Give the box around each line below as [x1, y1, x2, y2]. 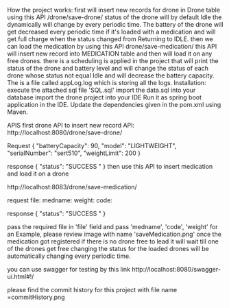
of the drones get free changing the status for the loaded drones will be [7, 245, 209, 252]
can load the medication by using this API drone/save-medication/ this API [7, 43, 217, 50]
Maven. [7, 108, 29, 116]
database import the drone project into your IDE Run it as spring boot [7, 93, 202, 102]
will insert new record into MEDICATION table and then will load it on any [7, 49, 213, 58]
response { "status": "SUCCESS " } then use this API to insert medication [7, 163, 213, 170]
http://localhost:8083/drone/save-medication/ [7, 183, 137, 191]
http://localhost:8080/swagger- [131, 265, 221, 273]
